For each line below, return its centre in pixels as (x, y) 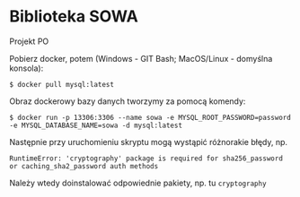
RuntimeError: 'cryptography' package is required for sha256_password (146, 158)
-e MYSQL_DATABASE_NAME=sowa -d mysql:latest (96, 125)
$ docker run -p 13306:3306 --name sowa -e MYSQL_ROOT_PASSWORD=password (150, 117)
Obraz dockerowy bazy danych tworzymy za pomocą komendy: (128, 101)
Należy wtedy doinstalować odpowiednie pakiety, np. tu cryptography (138, 183)
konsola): (26, 68)
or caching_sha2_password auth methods (84, 166)
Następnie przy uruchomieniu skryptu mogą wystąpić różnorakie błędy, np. (149, 141)
